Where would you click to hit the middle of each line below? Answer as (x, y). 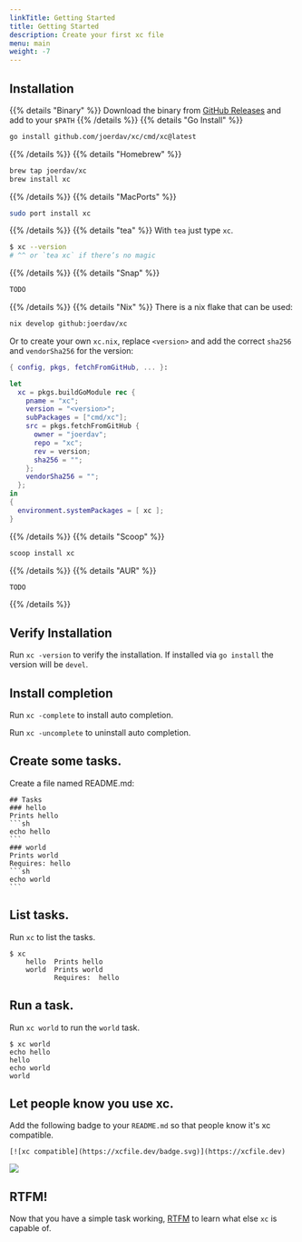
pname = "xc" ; (52, 401)
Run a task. (42, 1006)
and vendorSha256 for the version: (72, 350)
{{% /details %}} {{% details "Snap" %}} (85, 273)
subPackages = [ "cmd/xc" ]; (77, 418)
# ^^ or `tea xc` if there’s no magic (83, 255)
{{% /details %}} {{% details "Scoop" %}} (87, 536)
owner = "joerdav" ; (70, 435)
